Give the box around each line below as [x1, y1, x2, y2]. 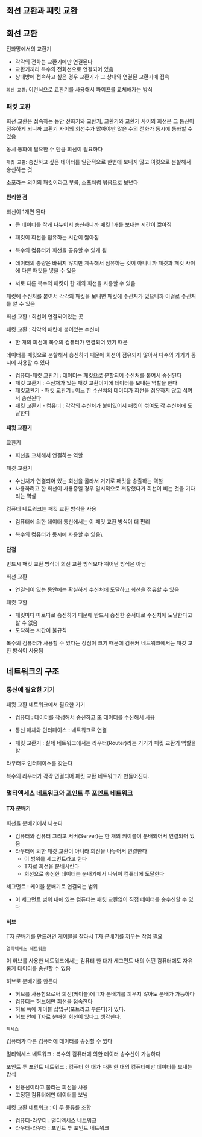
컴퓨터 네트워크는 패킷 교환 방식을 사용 [6, 505, 96, 512]
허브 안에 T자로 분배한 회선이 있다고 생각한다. [14, 1013, 122, 1021]
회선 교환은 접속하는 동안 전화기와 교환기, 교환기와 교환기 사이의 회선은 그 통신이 [6, 117, 195, 125]
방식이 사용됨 [12, 647, 44, 654]
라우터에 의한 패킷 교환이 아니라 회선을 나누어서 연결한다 [14, 847, 148, 855]
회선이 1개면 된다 [6, 207, 46, 215]
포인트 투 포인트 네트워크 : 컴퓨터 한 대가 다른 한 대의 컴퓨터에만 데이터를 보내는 [6, 1063, 193, 1071]
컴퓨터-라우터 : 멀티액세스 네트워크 [14, 1116, 97, 1124]
